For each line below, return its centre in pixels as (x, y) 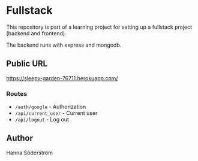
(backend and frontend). (37, 33)
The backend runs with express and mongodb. (64, 45)
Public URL (27, 64)
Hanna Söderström (29, 153)
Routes (17, 93)
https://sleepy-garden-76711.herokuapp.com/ (62, 78)
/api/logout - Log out (42, 120)
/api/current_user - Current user (56, 113)
